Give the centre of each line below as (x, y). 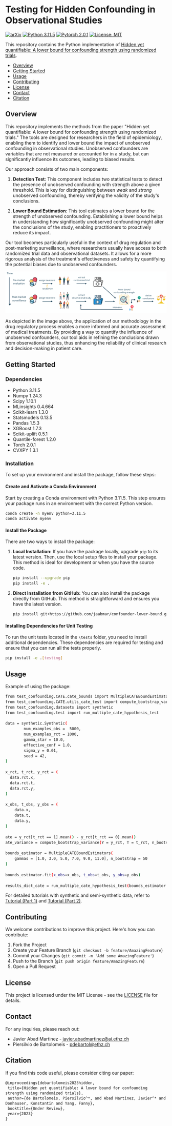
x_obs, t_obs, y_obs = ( (32, 805)
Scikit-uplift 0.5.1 (30, 434)
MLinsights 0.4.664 (33, 407)
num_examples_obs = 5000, (52, 729)
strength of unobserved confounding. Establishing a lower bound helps (88, 216)
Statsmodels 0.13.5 (33, 417)
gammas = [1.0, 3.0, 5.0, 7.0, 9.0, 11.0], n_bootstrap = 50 (81, 859)
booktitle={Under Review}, (36, 1109)
